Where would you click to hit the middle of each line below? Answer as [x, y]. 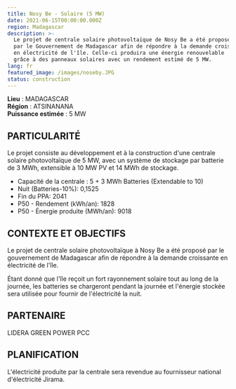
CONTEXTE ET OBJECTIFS [67, 233]
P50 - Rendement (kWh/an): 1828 [66, 204]
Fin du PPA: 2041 [42, 197]
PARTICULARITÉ [44, 136]
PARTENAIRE [37, 316]
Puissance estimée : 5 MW [47, 114]
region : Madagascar [36, 27]
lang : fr [20, 66]
